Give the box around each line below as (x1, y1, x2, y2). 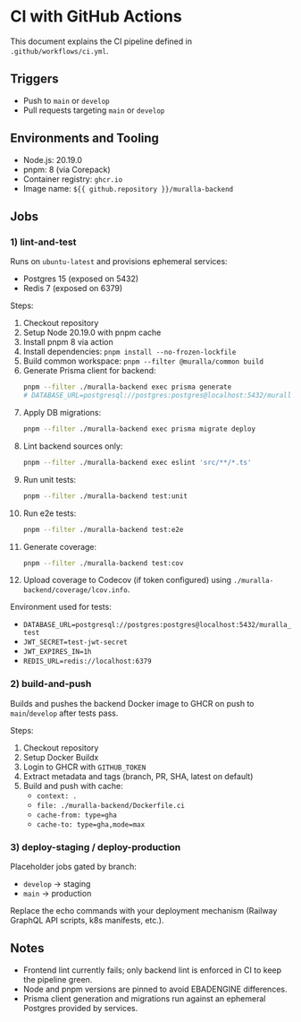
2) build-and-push (10, 678, 92, 691)
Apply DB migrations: (22, 408, 102, 417)
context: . (36, 791, 78, 801)
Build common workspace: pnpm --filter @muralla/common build (22, 356, 264, 366)
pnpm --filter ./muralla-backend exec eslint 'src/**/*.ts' (22, 458, 252, 467)
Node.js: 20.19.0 (22, 154, 83, 165)
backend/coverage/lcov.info (22, 586, 128, 595)
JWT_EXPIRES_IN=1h (22, 648, 92, 657)
